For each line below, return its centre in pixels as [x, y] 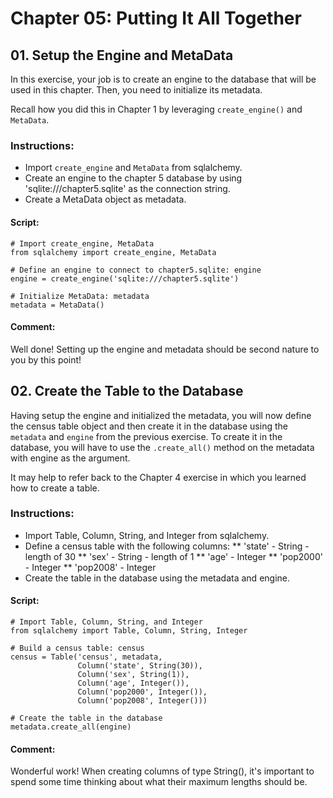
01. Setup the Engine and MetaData [122, 55]
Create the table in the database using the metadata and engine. [157, 578]
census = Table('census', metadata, [86, 657]
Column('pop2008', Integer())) [142, 701]
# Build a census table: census [77, 648]
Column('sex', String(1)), [133, 675]
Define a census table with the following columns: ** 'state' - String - [167, 546]
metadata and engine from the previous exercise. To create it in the [146, 436]
